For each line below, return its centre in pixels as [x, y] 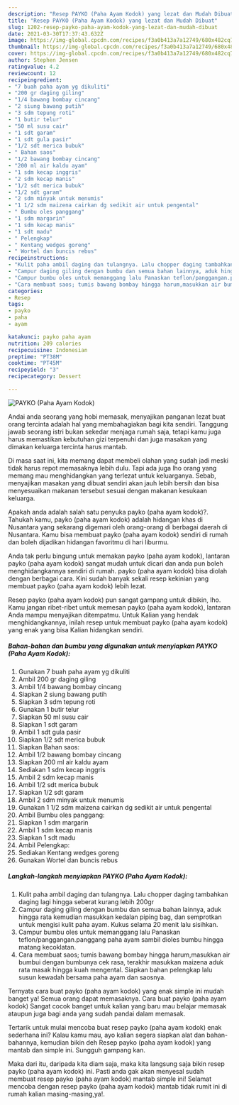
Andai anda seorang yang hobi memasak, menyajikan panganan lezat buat [117, 417]
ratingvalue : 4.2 [34, 67]
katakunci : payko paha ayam [50, 337]
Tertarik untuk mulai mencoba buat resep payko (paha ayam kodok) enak [115, 1027]
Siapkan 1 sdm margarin [53, 822]
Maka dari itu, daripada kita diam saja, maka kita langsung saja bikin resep [117, 1063]
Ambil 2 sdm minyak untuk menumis [71, 800]
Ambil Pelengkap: [44, 845]
